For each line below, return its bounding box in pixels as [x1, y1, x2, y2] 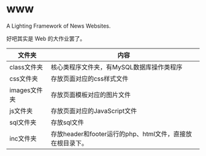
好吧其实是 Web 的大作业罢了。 [6, 34, 86, 42]
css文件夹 [9, 74, 39, 83]
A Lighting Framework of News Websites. [6, 22, 111, 29]
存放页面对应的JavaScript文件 [50, 106, 137, 115]
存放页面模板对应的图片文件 [50, 90, 131, 99]
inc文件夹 [9, 134, 37, 142]
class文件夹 [9, 63, 43, 71]
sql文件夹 [9, 118, 37, 127]
